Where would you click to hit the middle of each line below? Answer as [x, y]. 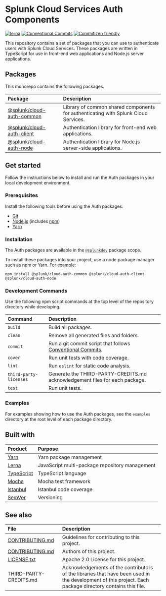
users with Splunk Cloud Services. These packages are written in [71, 48]
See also [19, 515]
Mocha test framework [64, 481]
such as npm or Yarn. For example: [41, 265]
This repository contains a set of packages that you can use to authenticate [82, 43]
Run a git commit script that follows [89, 344]
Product [17, 449]
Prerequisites [21, 195]
